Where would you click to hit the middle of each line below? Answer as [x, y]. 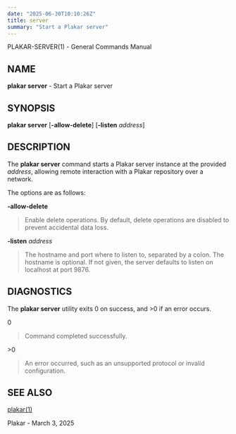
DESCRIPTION [39, 147]
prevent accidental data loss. [67, 227]
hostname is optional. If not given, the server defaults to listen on [119, 262]
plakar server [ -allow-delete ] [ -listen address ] [76, 125]
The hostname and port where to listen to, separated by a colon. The [124, 255]
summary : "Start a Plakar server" [58, 27]
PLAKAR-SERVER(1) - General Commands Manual [80, 47]
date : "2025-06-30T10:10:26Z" [52, 14]
